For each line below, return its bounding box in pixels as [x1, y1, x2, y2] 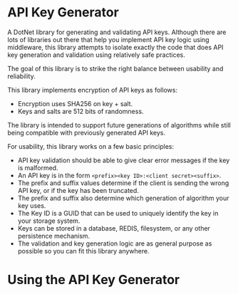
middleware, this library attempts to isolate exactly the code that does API [7, 43, 224, 51]
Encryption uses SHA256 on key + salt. [17, 99, 133, 107]
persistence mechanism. [17, 231, 90, 240]
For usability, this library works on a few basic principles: [7, 142, 175, 150]
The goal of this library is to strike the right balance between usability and [7, 64, 224, 73]
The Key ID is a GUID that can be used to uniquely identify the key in [17, 209, 219, 217]
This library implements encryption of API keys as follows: [7, 85, 178, 94]
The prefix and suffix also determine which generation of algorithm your [17, 194, 229, 202]
